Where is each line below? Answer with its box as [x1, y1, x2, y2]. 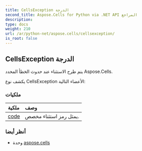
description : [5, 17, 33, 22]
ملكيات [5, 91, 21, 98]
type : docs [5, 21, 29, 27]
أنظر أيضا [5, 128, 26, 135]
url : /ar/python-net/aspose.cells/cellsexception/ [5, 31, 115, 36]
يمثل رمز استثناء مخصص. [24, 113, 79, 120]
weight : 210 [5, 27, 31, 32]
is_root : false [5, 36, 38, 41]
